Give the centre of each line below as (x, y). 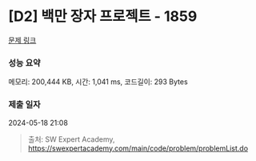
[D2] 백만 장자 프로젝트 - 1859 (103, 16)
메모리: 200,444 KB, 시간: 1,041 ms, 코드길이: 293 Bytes (98, 82)
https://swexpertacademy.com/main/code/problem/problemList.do (138, 148)
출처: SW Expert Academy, (71, 139)
